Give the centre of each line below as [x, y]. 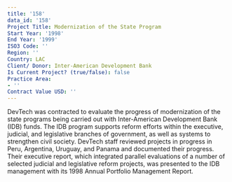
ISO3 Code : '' [28, 46]
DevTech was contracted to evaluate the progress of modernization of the [114, 112]
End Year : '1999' [33, 40]
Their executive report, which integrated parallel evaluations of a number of [116, 156]
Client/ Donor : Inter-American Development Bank [80, 66]
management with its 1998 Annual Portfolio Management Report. [101, 171]
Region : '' [23, 53]
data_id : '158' [29, 20]
